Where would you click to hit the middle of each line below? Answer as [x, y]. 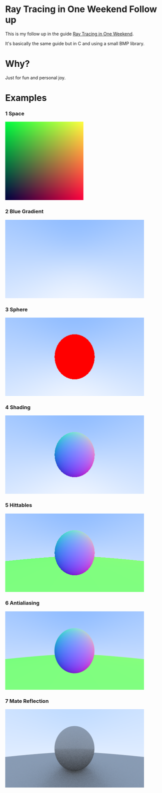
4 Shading [18, 407]
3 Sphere [16, 309]
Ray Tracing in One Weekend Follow [81, 9]
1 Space [15, 113]
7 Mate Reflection [27, 701]
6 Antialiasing [22, 603]
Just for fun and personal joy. [35, 77]
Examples [26, 98]
